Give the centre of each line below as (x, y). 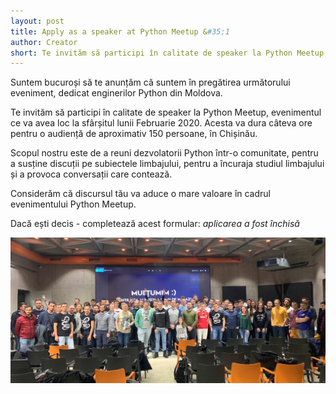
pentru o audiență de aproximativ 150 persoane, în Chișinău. (134, 134)
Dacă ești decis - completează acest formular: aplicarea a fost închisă (155, 224)
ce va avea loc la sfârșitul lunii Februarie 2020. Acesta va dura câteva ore (161, 123)
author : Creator (44, 42)
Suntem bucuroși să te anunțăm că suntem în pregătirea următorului (150, 82)
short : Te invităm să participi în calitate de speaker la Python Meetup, (169, 53)
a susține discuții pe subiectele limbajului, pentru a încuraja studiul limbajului (167, 164)
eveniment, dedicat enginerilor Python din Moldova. (116, 93)
